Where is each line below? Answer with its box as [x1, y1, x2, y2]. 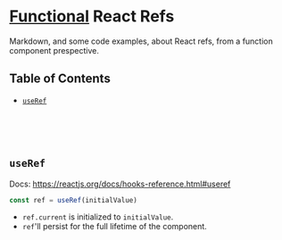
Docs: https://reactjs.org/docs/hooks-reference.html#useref [9, 178, 231, 189]
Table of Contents [9, 71, 112, 87]
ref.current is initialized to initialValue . [21, 211, 174, 222]
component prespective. [9, 45, 100, 55]
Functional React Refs [9, 6, 175, 27]
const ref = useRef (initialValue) [9, 195, 138, 204]
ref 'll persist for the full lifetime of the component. [21, 221, 207, 232]
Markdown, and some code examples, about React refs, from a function [9, 36, 274, 46]
